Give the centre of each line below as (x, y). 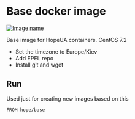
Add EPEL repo (34, 58)
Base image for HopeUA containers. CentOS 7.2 (67, 40)
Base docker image (56, 11)
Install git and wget (39, 65)
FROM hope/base (26, 110)
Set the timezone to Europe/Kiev (56, 52)
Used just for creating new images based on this (67, 98)
